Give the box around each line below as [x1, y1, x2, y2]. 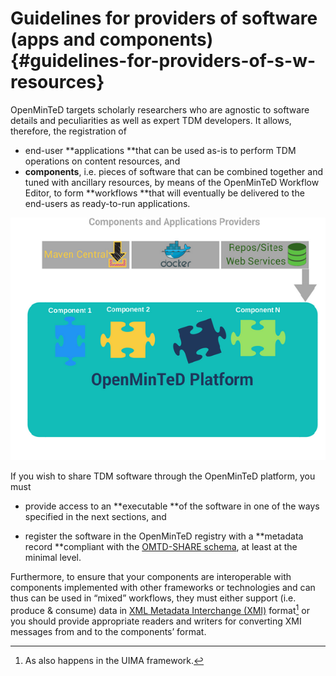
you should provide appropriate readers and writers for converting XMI [10, 615, 302, 627]
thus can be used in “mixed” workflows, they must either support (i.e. [10, 592, 297, 604]
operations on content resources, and [24, 155, 181, 167]
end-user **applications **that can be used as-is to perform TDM [24, 144, 297, 156]
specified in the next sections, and [24, 511, 167, 523]
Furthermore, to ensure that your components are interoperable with [10, 571, 292, 583]
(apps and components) [10, 28, 214, 51]
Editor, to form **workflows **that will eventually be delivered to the [24, 187, 305, 199]
